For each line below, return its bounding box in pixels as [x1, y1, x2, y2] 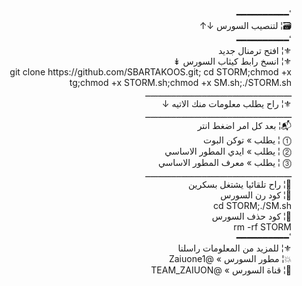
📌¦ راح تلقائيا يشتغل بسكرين [187, 179, 292, 190]
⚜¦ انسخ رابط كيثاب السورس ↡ [172, 55, 292, 67]
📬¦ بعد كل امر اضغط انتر [197, 120, 292, 131]
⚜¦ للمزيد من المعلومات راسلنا [177, 242, 292, 254]
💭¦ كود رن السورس [220, 189, 292, 201]
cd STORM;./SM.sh [212, 200, 292, 211]
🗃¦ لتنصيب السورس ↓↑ [199, 20, 292, 31]
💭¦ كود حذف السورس [211, 210, 292, 222]
